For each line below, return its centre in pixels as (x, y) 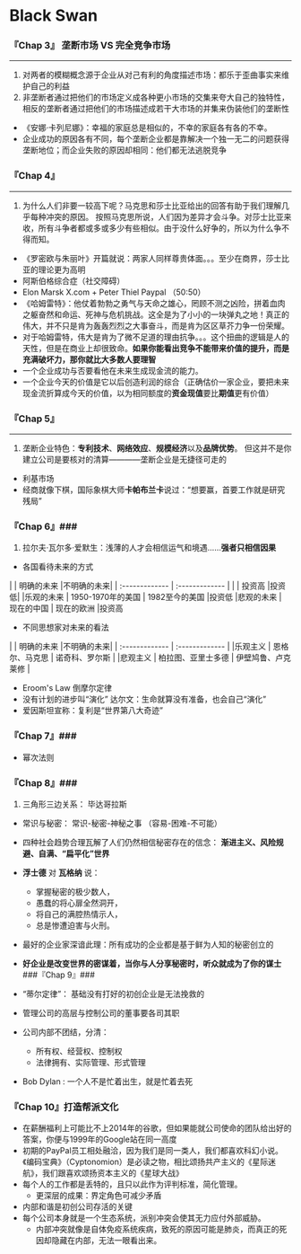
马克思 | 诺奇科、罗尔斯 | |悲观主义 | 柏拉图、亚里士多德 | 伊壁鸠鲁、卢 (154, 658)
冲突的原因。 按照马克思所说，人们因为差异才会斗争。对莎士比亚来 (169, 216)
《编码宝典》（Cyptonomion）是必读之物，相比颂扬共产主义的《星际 (145, 1162)
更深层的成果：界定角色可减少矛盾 (99, 1196)
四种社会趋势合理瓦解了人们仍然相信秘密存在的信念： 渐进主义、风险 (149, 842)
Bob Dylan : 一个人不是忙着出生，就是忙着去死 (107, 1081)
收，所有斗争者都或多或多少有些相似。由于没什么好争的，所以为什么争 (152, 228)
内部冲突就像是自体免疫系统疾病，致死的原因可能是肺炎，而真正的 (157, 1229)
